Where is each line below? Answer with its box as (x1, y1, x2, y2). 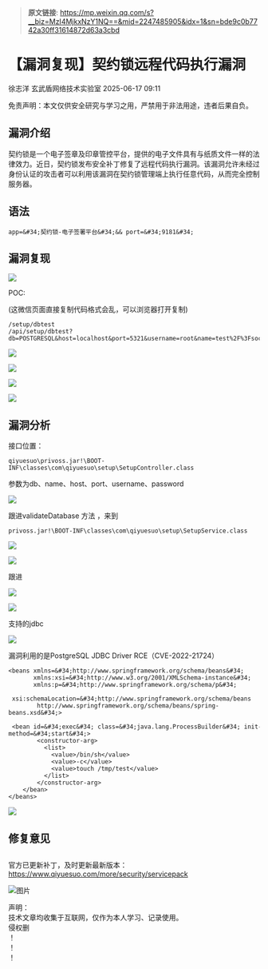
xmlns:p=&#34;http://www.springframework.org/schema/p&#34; (33, 681, 238, 689)
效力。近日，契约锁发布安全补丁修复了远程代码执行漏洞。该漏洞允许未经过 (14, 159, 260, 169)
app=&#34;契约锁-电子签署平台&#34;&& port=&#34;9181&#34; (8, 228, 194, 236)
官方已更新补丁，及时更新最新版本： (8, 859, 128, 870)
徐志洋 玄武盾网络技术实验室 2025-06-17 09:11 (8, 83, 161, 93)
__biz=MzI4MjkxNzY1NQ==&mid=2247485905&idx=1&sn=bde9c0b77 (27, 17, 258, 26)
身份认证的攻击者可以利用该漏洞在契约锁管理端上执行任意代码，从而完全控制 (8, 169, 260, 178)
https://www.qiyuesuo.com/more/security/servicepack (8, 869, 189, 879)
